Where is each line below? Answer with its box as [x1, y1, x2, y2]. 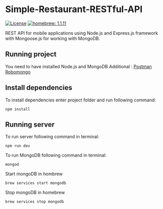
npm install [5, 107, 30, 112]
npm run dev [5, 143, 30, 148]
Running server [5, 120, 55, 129]
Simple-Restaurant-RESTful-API [5, 4, 143, 15]
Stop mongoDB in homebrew [5, 189, 65, 195]
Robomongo [5, 69, 31, 75]
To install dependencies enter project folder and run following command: [5, 97, 156, 103]
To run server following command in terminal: [5, 134, 100, 140]
